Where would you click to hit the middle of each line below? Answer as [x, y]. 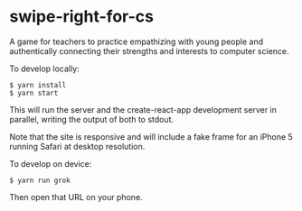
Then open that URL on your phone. [76, 197]
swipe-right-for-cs [81, 17]
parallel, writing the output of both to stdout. [92, 119]
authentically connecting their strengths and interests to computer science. [149, 50]
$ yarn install [38, 85]
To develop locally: [44, 69]
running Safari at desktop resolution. [77, 146]
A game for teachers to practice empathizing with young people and [137, 41]
